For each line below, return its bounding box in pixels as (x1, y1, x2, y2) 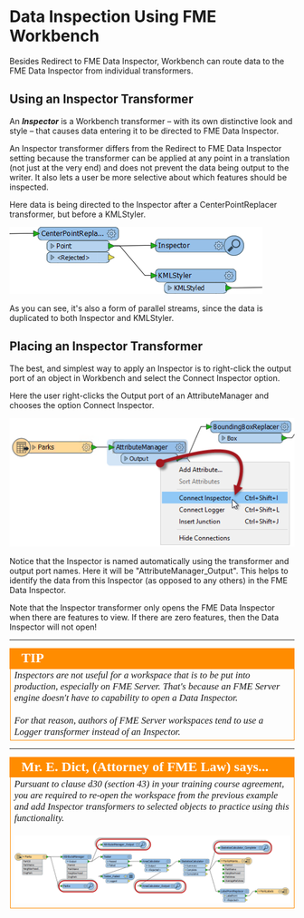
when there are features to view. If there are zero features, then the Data (9, 612, 280, 623)
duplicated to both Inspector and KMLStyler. (9, 312, 175, 323)
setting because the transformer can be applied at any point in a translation (9, 152, 290, 163)
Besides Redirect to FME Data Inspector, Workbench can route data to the (9, 55, 285, 66)
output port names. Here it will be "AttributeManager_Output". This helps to (9, 565, 290, 577)
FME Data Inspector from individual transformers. (9, 65, 194, 76)
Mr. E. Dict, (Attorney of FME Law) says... (21, 758, 270, 775)
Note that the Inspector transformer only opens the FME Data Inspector (9, 602, 276, 613)
